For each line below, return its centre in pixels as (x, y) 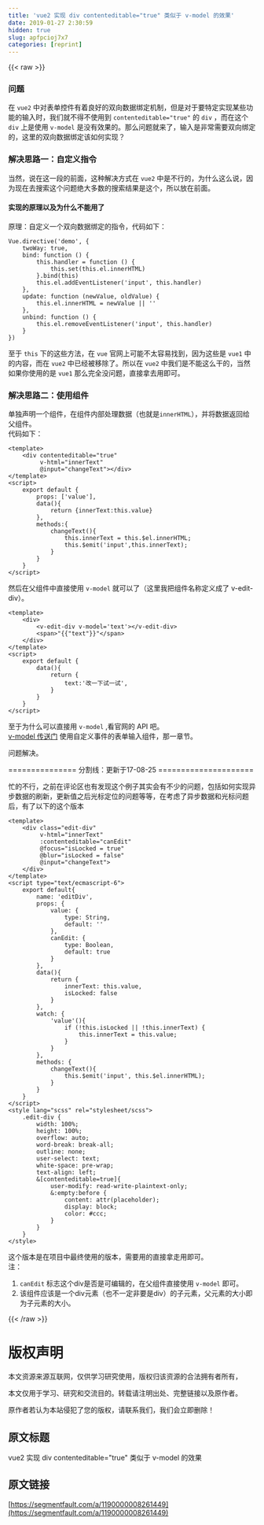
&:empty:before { (79, 1194)
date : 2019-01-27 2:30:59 (50, 23)
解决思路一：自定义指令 (52, 160)
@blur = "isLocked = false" (82, 856)
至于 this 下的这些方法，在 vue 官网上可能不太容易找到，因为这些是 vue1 (125, 353)
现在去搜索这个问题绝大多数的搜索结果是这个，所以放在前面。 (114, 188)
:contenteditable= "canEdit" (86, 842)
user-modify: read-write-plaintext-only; (119, 1186)
